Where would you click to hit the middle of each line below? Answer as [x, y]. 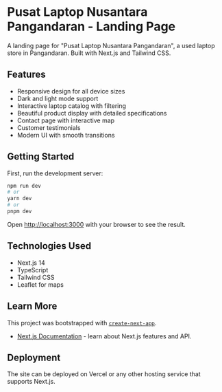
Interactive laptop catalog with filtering [72, 106]
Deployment [34, 357]
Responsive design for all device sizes [71, 91]
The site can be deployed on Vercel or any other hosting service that [104, 374]
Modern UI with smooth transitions [66, 135]
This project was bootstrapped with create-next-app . [82, 323]
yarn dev [20, 199]
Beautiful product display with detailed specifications [92, 113]
